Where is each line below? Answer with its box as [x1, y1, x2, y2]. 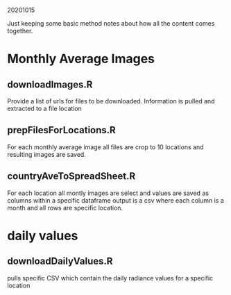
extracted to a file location [7, 104, 82, 112]
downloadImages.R [7, 78, 93, 90]
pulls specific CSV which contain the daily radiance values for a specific [7, 273, 214, 282]
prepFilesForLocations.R [7, 124, 116, 136]
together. [7, 27, 33, 35]
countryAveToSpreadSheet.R [7, 170, 136, 183]
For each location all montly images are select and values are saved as [7, 189, 209, 197]
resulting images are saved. [7, 150, 87, 158]
